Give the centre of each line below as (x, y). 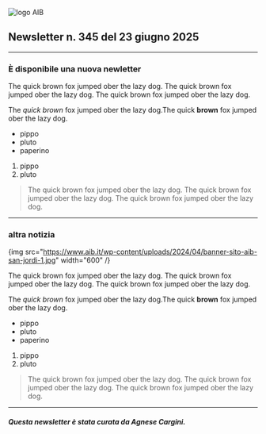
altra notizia (32, 235)
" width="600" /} (83, 260)
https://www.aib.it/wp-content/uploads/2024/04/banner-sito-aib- (150, 252)
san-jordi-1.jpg (32, 260)
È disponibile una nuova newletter (75, 69)
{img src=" (26, 252)
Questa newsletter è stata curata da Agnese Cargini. (97, 422)
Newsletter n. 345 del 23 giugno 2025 (104, 37)
